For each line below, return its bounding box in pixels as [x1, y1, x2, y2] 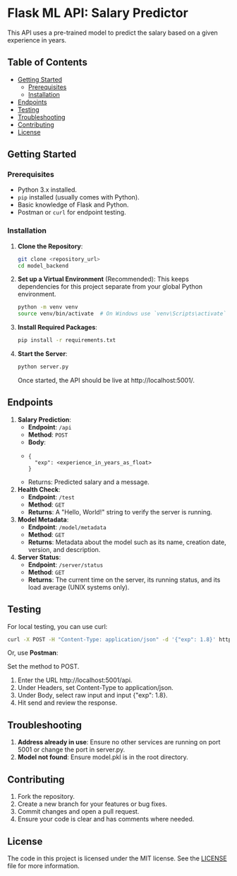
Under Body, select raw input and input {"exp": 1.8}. [17, 691, 168, 700]
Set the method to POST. [7, 662, 80, 671]
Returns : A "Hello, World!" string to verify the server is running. [28, 507, 213, 516]
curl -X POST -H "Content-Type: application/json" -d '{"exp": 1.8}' [7, 635, 217, 643]
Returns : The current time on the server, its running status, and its [28, 575, 221, 584]
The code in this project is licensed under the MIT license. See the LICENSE [7, 854, 227, 863]
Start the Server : [17, 350, 68, 358]
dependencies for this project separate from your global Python [17, 282, 203, 291]
